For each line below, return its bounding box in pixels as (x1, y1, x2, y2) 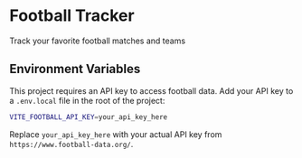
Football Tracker (9, 5, 135, 26)
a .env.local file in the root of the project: (9, 95, 165, 106)
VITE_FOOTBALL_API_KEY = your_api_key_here (9, 112, 168, 122)
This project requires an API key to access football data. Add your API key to (9, 85, 294, 96)
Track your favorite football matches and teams (9, 35, 186, 46)
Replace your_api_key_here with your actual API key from (9, 128, 222, 140)
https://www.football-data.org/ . (9, 138, 134, 149)
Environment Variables (9, 61, 141, 77)
